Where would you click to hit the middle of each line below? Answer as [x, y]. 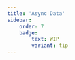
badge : [29, 33]
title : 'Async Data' [36, 13]
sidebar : [19, 20]
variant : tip [50, 46]
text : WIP [45, 39]
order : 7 [32, 26]
